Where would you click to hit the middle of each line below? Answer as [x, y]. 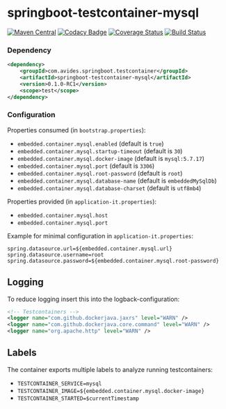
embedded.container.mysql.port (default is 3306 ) [86, 166]
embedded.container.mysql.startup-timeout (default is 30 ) [100, 151]
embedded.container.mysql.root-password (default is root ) [100, 173]
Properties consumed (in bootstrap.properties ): [76, 130]
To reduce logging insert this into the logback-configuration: [94, 299]
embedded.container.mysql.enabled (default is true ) [91, 144]
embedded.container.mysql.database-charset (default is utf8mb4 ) [109, 188]
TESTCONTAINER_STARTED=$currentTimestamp [78, 399]
